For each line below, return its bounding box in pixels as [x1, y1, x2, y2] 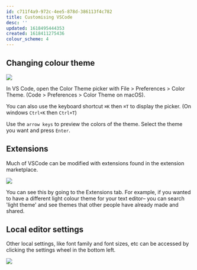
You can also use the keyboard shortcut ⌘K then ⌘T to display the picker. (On [6, 102, 191, 110]
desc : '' [6, 20, 28, 25]
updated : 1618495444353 [6, 25, 65, 31]
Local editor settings [6, 224, 84, 234]
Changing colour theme [6, 58, 95, 68]
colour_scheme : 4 [6, 36, 49, 42]
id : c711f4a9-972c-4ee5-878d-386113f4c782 [6, 8, 112, 15]
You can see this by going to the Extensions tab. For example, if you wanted [6, 188, 191, 195]
